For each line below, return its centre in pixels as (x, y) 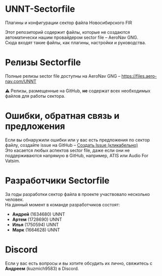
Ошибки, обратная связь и (62, 116)
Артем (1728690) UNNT (37, 219)
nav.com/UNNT (21, 81)
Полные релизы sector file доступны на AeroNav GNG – (63, 76)
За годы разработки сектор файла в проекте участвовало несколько (78, 194)
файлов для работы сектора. (35, 96)
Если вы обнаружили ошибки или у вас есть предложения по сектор (78, 140)
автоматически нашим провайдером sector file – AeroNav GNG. (72, 37)
